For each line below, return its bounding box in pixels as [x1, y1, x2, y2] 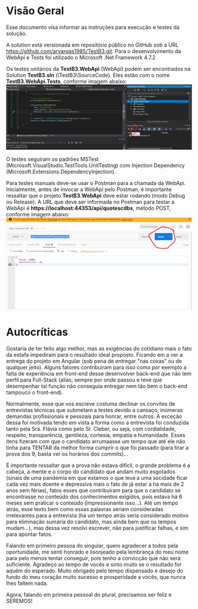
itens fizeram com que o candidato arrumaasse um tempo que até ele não [6, 438, 186, 445]
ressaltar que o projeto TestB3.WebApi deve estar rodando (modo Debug [6, 192, 186, 199]
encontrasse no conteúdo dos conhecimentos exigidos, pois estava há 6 [6, 493, 183, 501]
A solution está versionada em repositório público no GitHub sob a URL [6, 41, 179, 48]
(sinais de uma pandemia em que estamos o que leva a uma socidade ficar [6, 475, 188, 482]
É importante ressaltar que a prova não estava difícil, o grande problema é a [6, 462, 190, 469]
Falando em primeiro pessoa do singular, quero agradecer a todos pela [6, 542, 179, 549]
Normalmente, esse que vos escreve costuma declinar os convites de [6, 400, 176, 407]
